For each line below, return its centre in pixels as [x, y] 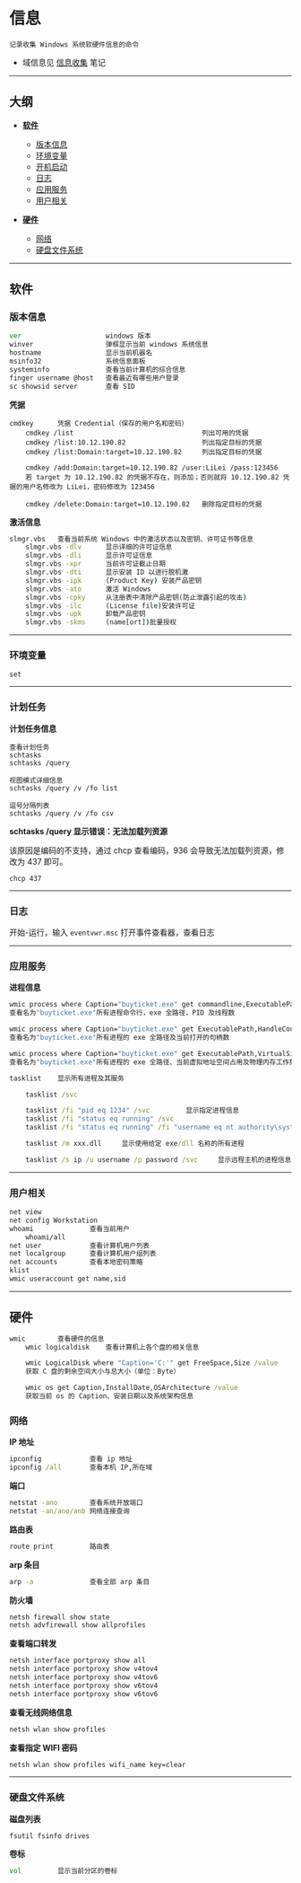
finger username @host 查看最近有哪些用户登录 [94, 378]
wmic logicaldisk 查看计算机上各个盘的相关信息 [112, 1347]
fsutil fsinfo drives [50, 1836]
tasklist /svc [52, 1095]
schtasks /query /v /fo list [64, 788]
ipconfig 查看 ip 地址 [71, 1459]
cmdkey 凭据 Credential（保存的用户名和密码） [99, 423]
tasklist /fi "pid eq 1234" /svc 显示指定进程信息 [133, 1111]
